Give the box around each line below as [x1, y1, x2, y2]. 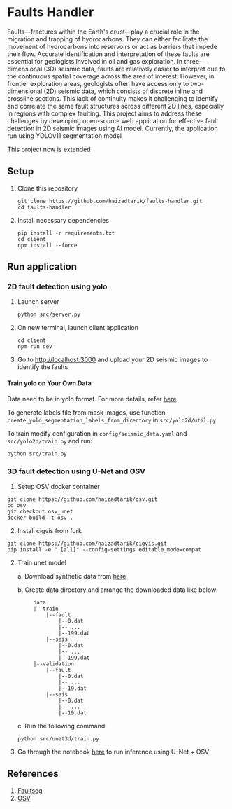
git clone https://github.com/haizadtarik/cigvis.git [7, 540, 168, 547]
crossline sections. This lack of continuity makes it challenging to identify [7, 94, 218, 102]
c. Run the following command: [17, 721, 107, 730]
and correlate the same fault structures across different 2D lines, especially [7, 102, 224, 110]
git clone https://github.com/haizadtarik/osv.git [7, 495, 158, 503]
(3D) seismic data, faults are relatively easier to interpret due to [43, 64, 226, 73]
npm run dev [17, 343, 52, 350]
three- [184, 57, 203, 65]
